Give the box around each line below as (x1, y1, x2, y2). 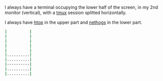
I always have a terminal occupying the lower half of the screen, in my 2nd (5, 5, 158, 10)
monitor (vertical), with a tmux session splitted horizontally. (5, 10, 127, 16)
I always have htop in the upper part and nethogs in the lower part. (5, 20, 142, 25)
